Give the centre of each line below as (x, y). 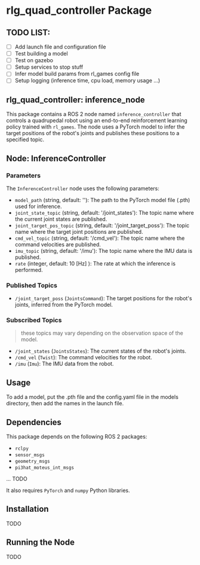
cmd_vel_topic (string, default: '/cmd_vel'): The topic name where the (100, 238)
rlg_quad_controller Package (79, 10)
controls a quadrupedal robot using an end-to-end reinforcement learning (97, 121)
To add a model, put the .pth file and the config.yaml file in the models (93, 397)
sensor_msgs (30, 455)
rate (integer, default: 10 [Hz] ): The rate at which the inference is (95, 263)
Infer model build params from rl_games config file (77, 74)
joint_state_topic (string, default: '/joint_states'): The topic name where (104, 212)
